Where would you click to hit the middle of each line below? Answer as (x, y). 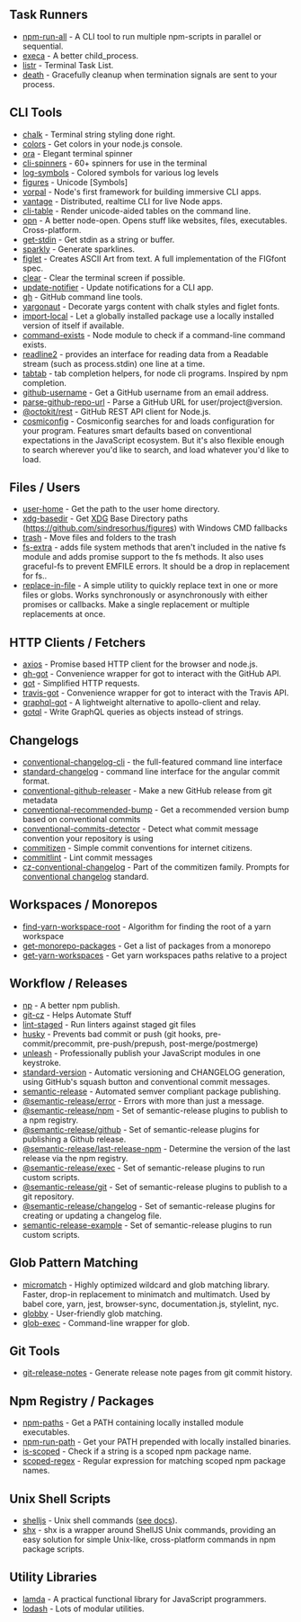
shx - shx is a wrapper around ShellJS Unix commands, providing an (149, 1529)
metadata (40, 801)
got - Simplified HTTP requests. (81, 684)
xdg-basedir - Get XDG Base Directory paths (105, 519)
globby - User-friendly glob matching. (93, 1313)
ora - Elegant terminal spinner (77, 153)
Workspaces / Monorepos (84, 905)
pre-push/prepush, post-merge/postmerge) (178, 1044)
